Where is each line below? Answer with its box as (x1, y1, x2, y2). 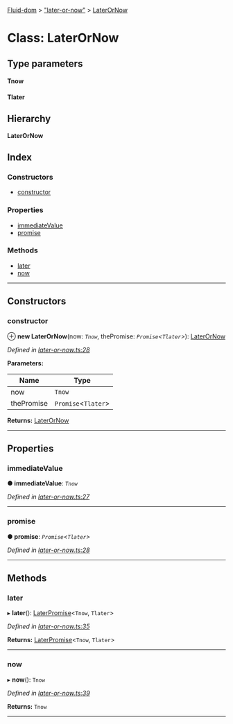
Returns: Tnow (7, 702, 47, 710)
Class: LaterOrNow (7, 31, 119, 46)
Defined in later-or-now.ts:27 (7, 492, 90, 501)
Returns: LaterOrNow (7, 416, 69, 424)
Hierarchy (7, 113, 51, 125)
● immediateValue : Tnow (7, 479, 78, 488)
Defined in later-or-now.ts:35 (7, 622, 90, 630)
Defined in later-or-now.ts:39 (7, 689, 90, 697)
